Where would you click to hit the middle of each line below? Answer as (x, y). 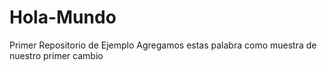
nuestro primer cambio (56, 55)
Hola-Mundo (63, 17)
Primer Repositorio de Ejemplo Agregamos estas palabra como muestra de (163, 45)
